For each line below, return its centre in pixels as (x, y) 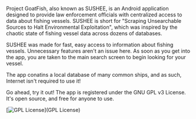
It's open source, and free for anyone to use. (60, 98)
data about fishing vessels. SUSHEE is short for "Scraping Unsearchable (94, 21)
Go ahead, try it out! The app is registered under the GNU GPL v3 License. (96, 92)
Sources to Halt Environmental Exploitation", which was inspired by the (92, 27)
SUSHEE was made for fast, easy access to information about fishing (90, 45)
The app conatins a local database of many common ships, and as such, (94, 75)
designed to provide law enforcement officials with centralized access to (94, 15)
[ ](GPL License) (43, 110)
